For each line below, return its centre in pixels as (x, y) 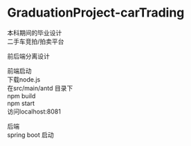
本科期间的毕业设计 (35, 33)
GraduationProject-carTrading (96, 13)
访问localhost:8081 (34, 111)
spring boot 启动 (30, 135)
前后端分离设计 (28, 56)
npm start (21, 103)
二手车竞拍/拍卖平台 (36, 41)
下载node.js (24, 79)
